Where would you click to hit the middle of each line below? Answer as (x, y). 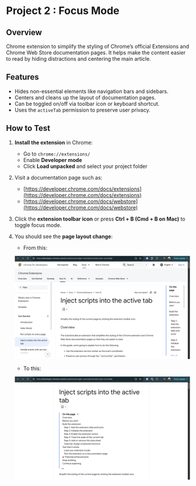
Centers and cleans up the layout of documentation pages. (85, 97)
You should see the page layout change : (63, 236)
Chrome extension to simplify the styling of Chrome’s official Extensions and (98, 46)
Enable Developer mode (52, 160)
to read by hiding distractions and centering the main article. (78, 59)
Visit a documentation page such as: (58, 177)
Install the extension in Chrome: (54, 142)
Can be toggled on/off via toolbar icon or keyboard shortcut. (87, 104)
